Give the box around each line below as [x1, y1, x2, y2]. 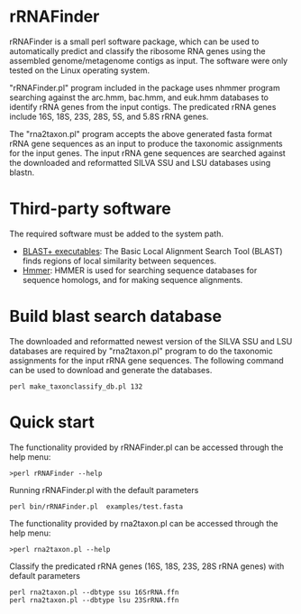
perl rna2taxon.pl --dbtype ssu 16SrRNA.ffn [9, 588, 179, 597]
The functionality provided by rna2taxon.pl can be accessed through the [9, 518, 278, 528]
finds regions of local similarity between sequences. [22, 255, 217, 266]
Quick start [9, 412, 95, 432]
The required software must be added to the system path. [9, 228, 223, 239]
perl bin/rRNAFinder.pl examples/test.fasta [9, 502, 183, 511]
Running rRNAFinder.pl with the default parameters [9, 484, 199, 495]
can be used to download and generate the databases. [9, 364, 213, 375]
